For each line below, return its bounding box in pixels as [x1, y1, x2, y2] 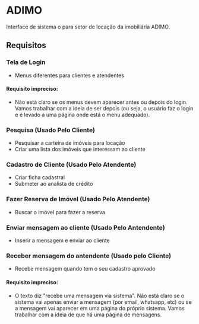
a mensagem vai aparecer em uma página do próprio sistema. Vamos [14, 304, 185, 312]
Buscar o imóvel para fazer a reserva [14, 208, 106, 215]
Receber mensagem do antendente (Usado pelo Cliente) [6, 252, 171, 260]
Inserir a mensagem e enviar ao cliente [14, 237, 110, 244]
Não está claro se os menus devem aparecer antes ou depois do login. [14, 99, 188, 106]
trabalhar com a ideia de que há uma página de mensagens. [14, 311, 162, 318]
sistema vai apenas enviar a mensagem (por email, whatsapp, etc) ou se [14, 298, 192, 306]
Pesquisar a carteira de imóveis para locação [14, 139, 125, 147]
